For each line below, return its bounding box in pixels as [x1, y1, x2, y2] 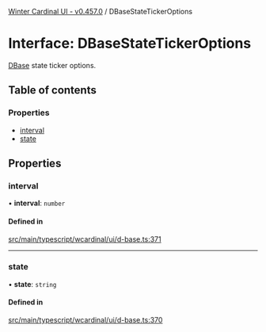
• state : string [8, 279, 57, 288]
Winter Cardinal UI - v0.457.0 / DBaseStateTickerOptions [8, 7, 192, 16]
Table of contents [8, 83, 97, 97]
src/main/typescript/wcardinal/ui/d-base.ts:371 [8, 234, 161, 244]
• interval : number [8, 198, 66, 208]
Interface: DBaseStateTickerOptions [8, 35, 252, 52]
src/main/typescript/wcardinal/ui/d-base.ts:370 [8, 315, 163, 325]
